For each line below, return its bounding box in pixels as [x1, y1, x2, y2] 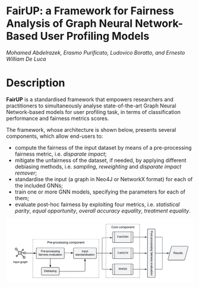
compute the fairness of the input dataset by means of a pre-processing [14, 144, 192, 151]
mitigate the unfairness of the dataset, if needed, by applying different [14, 156, 187, 164]
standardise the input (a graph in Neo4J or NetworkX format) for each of [14, 175, 193, 182]
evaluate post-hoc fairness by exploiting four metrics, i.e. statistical [14, 201, 180, 208]
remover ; [14, 169, 37, 176]
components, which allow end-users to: [6, 132, 103, 140]
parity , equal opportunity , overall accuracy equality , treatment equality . [14, 207, 191, 214]
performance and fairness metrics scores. [6, 115, 109, 122]
